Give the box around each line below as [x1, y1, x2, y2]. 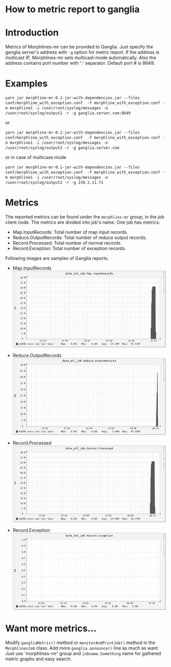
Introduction [5, 27, 59, 39]
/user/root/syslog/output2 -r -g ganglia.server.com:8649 [5, 111, 131, 116]
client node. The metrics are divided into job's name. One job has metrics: [5, 219, 160, 225]
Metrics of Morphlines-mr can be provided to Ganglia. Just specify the [5, 44, 154, 50]
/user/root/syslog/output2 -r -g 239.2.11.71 [5, 180, 103, 185]
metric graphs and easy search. [5, 656, 72, 662]
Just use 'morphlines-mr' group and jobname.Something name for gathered [5, 650, 161, 656]
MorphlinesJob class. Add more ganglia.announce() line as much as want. [5, 645, 159, 651]
